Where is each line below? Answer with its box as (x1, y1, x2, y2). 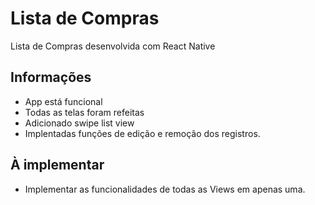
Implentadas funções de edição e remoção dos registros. (24, 127, 261, 139)
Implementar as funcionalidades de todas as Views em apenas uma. (24, 183, 306, 195)
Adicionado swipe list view (24, 117, 135, 129)
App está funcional (24, 95, 103, 107)
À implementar (10, 157, 105, 174)
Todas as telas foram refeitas (24, 106, 145, 118)
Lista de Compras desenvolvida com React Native (10, 40, 216, 52)
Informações (10, 69, 92, 86)
